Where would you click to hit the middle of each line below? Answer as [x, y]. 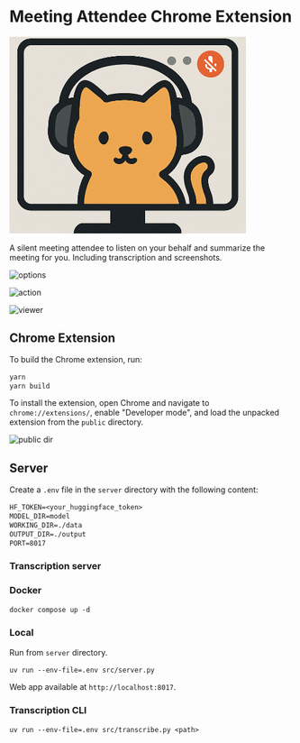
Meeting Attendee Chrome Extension [151, 17]
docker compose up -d [50, 610]
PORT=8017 [28, 544]
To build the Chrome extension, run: [76, 360]
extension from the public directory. [77, 422]
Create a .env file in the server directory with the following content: [134, 490]
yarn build [30, 386]
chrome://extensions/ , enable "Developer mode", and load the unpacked [145, 413]
